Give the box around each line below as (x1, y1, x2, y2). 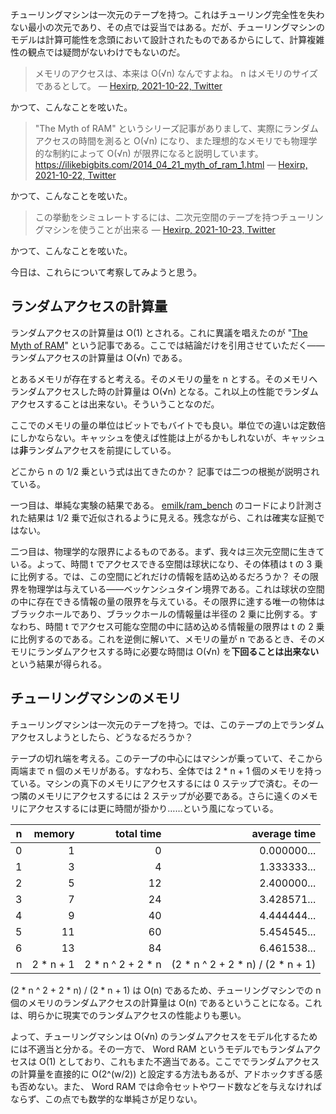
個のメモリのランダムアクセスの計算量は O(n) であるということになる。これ (10, 996, 323, 1008)
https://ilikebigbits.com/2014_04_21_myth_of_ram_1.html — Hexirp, (34, 159, 308, 170)
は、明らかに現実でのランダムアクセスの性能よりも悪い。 (10, 1009, 247, 1021)
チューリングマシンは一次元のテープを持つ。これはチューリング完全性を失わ (10, 9, 325, 20)
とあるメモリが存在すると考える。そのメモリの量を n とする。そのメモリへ (10, 373, 318, 385)
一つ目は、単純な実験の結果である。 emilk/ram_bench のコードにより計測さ (10, 499, 323, 511)
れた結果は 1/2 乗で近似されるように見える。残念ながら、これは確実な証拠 (10, 511, 317, 523)
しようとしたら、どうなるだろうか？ (44, 731, 194, 743)
